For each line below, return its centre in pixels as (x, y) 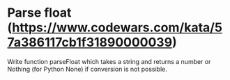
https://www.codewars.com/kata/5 (117, 27)
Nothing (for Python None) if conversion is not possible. (87, 69)
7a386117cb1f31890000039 (90, 42)
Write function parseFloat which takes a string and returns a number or (109, 61)
